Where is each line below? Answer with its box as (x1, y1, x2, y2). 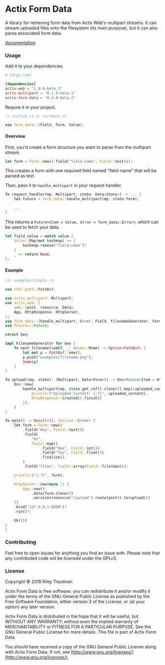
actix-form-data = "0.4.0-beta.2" (5, 95, 76, 100)
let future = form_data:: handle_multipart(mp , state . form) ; (14, 197, 139, 202)
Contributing (5, 539, 36, 545)
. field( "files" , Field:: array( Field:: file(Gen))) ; (23, 464, 129, 469)
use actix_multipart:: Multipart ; (5, 296, 74, 301)
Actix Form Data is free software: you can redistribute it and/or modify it (5, 588, 151, 594)
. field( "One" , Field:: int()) (40, 446, 100, 451)
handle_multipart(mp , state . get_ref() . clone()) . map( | (23, 387, 135, 392)
